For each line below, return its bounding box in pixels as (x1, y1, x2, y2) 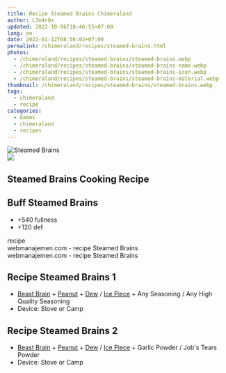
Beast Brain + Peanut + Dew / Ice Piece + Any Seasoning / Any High (17, 290, 213, 298)
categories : (7, 107, 42, 114)
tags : (7, 88, 23, 95)
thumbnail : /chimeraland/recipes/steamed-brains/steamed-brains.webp (7, 82, 213, 89)
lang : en (7, 29, 33, 37)
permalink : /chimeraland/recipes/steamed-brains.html (7, 43, 167, 50)
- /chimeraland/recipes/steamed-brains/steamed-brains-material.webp (13, 75, 219, 82)
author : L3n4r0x (7, 17, 54, 24)
